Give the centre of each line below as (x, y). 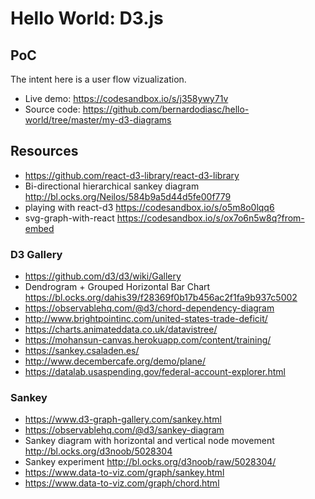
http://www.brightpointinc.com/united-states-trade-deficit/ (146, 319)
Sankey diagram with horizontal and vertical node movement (149, 441)
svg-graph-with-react (69, 218)
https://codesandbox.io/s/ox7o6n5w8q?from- (210, 218)
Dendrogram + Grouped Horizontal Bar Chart (117, 287)
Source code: (52, 109)
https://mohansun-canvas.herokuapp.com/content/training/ (148, 340)
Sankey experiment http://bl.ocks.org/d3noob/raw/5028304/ (150, 462)
